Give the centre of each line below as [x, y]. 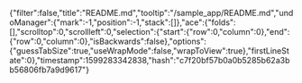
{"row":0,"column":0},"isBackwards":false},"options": [108, 41]
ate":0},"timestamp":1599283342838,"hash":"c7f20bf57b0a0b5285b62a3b [150, 60]
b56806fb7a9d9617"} [50, 70]
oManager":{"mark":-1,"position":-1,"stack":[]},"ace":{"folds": [123, 22]
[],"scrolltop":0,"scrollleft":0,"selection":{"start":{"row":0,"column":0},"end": [150, 32]
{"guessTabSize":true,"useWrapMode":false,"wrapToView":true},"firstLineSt [150, 51]
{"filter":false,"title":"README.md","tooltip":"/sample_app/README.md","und [151, 13]
